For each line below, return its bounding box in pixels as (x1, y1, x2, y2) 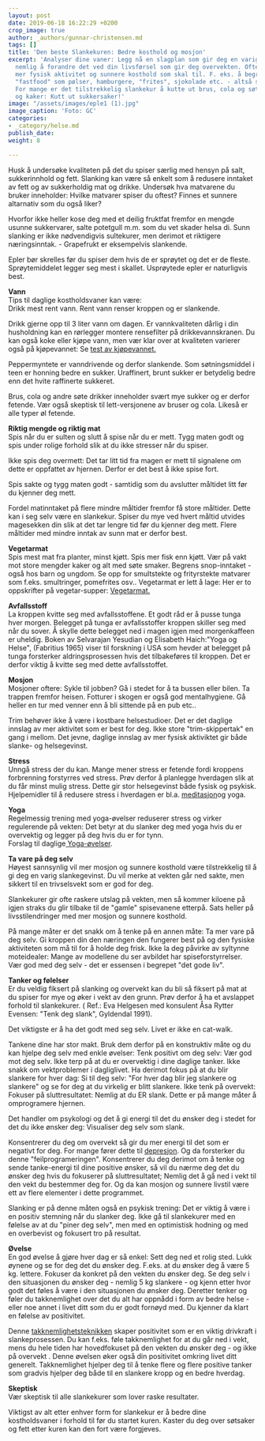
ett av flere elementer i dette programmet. (8, 1187, 144, 1198)
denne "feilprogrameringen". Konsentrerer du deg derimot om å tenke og (8, 1154, 245, 1164)
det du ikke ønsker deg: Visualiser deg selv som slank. (8, 1122, 185, 1131)
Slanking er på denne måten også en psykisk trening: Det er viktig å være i (8, 1203, 250, 1213)
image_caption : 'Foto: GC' (8, 108, 97, 115)
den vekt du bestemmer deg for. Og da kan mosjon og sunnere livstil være (8, 1179, 250, 1189)
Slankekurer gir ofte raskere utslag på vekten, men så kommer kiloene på (8, 894, 246, 903)
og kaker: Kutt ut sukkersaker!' (15, 92, 125, 100)
